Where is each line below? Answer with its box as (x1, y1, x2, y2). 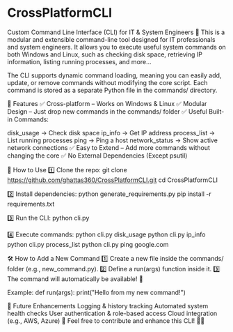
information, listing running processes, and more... (7, 57, 152, 66)
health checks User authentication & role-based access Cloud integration (7, 309, 218, 317)
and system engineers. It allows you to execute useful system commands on (7, 43, 226, 51)
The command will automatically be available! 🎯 (7, 274, 144, 283)
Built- (208, 107, 225, 116)
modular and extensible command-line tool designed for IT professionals (7, 35, 216, 43)
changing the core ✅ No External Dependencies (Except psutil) (7, 151, 188, 160)
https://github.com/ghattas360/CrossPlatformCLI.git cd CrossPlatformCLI (7, 176, 218, 184)
